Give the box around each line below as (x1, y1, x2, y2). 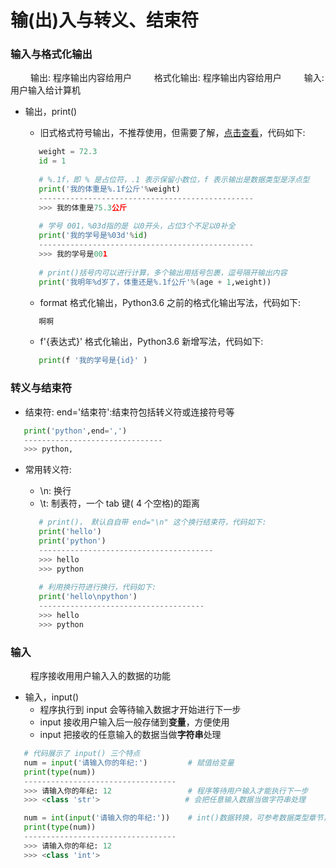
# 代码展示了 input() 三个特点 (23, 749, 141, 759)
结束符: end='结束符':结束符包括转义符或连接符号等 (24, 406, 235, 418)
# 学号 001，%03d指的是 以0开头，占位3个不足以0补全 (38, 221, 236, 231)
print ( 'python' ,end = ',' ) (23, 426, 128, 436)
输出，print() (24, 106, 78, 118)
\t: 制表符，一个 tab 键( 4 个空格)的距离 (39, 497, 201, 510)
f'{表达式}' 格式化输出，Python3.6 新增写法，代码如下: (39, 336, 264, 348)
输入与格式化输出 (10, 47, 93, 61)
